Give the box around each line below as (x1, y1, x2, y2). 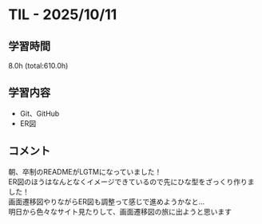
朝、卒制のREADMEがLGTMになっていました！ (8, 167, 162, 176)
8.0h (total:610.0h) (8, 61, 69, 70)
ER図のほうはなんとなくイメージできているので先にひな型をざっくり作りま (8, 177, 255, 187)
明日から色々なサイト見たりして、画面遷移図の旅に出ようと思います (8, 206, 232, 216)
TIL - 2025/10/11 (8, 6, 117, 24)
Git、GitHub (19, 108, 60, 118)
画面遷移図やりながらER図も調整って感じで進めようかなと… (8, 197, 205, 206)
